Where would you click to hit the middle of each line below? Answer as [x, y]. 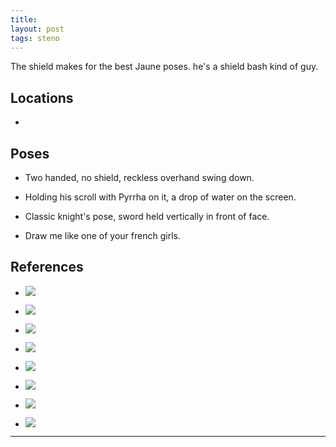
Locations [42, 97]
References [47, 267]
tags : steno [35, 38]
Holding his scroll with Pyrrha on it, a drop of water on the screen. [160, 197]
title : [24, 19]
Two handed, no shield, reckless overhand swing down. [139, 177]
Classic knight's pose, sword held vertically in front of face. [147, 216]
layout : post [37, 29]
